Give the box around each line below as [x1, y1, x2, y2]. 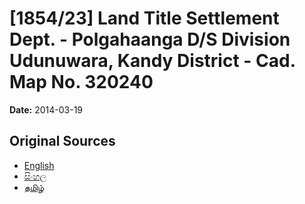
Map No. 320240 [9, 71, 154, 94]
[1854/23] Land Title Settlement [9, 7, 280, 30]
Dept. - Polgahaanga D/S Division [9, 28, 291, 51]
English [23, 159, 55, 171]
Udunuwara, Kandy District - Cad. [9, 50, 296, 72]
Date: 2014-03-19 [9, 103, 84, 116]
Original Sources [9, 133, 116, 150]
